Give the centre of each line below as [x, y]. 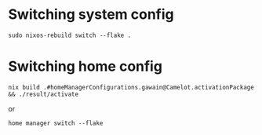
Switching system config [91, 15]
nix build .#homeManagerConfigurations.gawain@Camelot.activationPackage [131, 87]
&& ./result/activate [44, 94]
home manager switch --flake [56, 123]
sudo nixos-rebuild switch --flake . [70, 35]
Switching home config [86, 66]
